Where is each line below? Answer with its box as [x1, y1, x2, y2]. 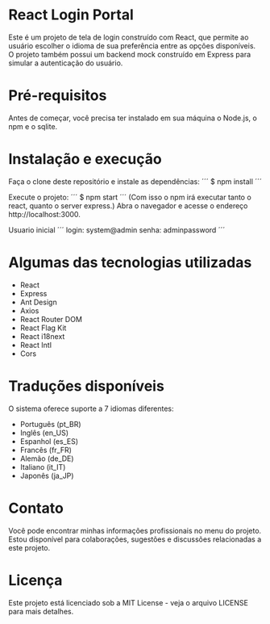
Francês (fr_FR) [19, 445, 73, 454]
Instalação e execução [8, 150, 163, 169]
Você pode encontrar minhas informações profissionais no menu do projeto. [8, 526, 262, 535]
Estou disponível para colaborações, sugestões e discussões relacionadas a [8, 534, 262, 544]
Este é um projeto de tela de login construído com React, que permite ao [8, 32, 249, 42]
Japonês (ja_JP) [19, 471, 74, 480]
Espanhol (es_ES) [19, 436, 79, 446]
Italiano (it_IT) [19, 462, 66, 471]
